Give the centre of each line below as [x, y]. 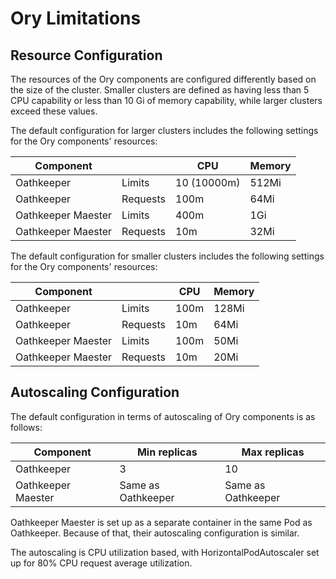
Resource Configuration [86, 55]
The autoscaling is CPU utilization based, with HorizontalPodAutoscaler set [165, 552]
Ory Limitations [76, 18]
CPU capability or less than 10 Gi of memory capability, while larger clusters [166, 100]
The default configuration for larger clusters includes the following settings [164, 130]
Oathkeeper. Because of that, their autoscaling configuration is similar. [155, 533]
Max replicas [273, 452]
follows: [26, 427]
